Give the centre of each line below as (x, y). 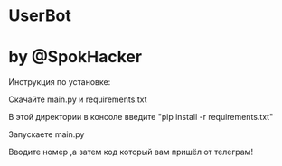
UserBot (40, 16)
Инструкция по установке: (60, 82)
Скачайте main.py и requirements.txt (78, 99)
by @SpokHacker (75, 57)
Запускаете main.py (47, 134)
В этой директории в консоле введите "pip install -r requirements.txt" (141, 117)
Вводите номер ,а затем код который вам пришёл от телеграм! (131, 152)
